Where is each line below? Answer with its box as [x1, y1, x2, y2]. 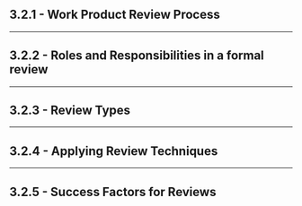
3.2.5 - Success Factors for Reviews [9, 184, 217, 200]
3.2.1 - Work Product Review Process [9, 7, 220, 22]
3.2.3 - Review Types [9, 103, 131, 118]
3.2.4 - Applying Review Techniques [9, 143, 218, 159]
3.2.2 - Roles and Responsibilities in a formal [9, 48, 265, 64]
